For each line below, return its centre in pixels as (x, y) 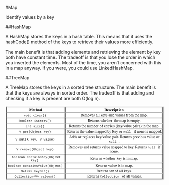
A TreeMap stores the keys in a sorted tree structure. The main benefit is (81, 87)
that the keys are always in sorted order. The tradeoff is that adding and (80, 93)
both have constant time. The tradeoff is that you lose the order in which (80, 57)
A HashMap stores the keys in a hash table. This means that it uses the (79, 37)
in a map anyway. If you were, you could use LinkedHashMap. (70, 68)
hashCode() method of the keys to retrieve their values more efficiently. (79, 42)
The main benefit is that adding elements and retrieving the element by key (83, 52)
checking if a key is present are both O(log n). (53, 98)
